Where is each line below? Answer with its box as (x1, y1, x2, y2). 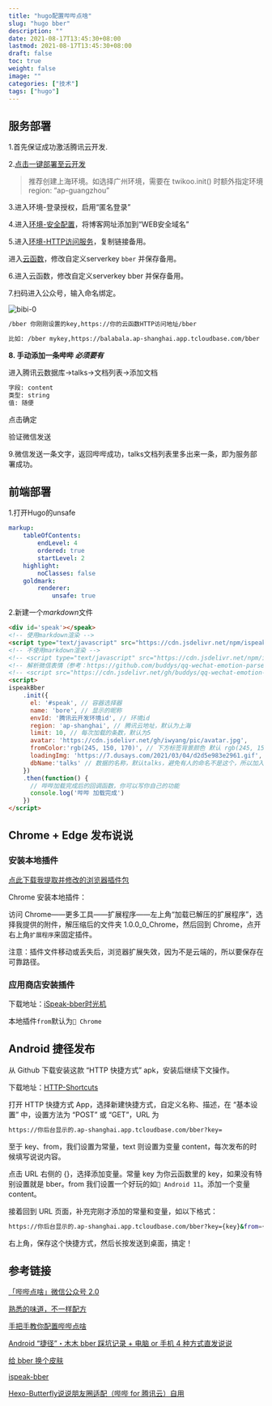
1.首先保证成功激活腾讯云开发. (8, 142, 108, 152)
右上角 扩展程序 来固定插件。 (8, 929, 97, 939)
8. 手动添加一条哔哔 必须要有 (8, 350, 104, 360)
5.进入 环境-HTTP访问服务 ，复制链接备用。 (8, 236, 151, 247)
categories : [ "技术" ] (8, 79, 79, 87)
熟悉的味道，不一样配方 (8, 1304, 87, 1314)
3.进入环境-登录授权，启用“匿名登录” (8, 202, 131, 212)
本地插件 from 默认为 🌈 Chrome (8, 1016, 102, 1026)
